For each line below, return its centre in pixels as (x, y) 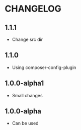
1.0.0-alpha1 (24, 83)
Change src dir (27, 39)
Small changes (27, 95)
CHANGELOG (33, 9)
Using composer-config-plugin (44, 67)
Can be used (25, 123)
